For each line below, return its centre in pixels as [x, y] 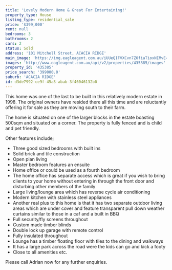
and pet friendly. [23, 128]
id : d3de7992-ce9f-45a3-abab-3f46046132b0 [51, 82]
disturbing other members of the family [54, 186]
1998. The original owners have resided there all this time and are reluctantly [86, 102]
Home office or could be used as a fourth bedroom [66, 170]
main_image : [18, 58]
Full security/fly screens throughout [50, 219]
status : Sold [19, 48]
